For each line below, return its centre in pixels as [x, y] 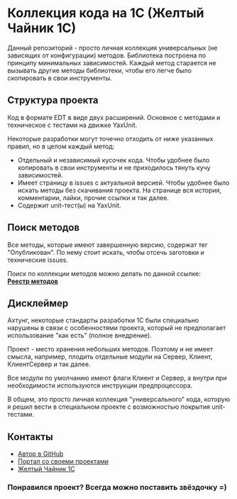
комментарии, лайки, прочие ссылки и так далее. [93, 197]
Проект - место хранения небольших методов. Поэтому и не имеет [110, 349]
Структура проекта [53, 100]
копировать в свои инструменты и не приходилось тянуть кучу [114, 168]
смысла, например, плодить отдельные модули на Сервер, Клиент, [110, 357]
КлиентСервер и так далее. [49, 364]
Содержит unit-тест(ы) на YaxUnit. [70, 205]
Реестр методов [33, 281]
